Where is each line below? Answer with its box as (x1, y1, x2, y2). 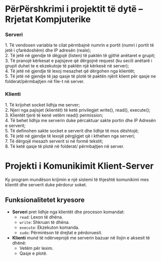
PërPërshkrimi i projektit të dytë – (5, 3, 143, 15)
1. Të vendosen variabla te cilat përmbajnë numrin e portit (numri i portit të (5, 42, 154, 48)
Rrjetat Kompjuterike (5, 14, 91, 25)
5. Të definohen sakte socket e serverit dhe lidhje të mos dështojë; (5, 128, 139, 134)
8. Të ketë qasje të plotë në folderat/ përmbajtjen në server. (5, 143, 124, 149)
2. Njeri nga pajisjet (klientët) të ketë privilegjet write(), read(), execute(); (5, 107, 151, 113)
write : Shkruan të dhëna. (19, 219, 70, 225)
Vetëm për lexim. (19, 245, 54, 251)
